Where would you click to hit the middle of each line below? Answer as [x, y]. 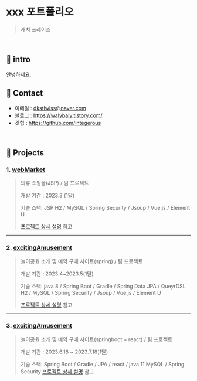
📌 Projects [25, 153]
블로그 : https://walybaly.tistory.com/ [58, 115]
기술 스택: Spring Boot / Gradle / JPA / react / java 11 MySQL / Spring [102, 364]
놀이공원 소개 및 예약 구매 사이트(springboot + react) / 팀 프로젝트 [96, 339]
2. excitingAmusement [39, 248]
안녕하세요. [19, 74]
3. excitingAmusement [39, 326]
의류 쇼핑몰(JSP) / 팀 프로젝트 [55, 183]
